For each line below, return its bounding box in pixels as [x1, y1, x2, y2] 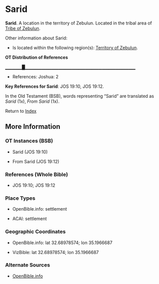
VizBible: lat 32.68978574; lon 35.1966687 [12, 249, 99, 255]
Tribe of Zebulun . [5, 25, 41, 31]
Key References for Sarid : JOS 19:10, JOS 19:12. [5, 83, 104, 89]
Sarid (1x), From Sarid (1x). [5, 98, 60, 104]
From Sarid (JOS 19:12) [12, 158, 60, 164]
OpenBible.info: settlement [12, 206, 67, 212]
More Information [5, 122, 61, 131]
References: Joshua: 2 [12, 73, 59, 79]
